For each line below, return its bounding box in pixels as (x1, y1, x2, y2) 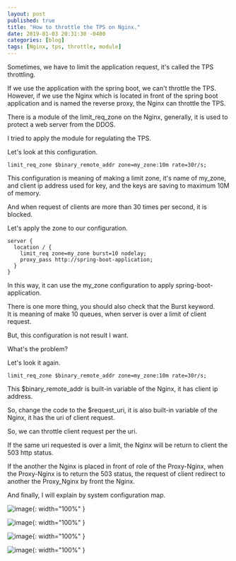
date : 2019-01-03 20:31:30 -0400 (7, 30, 106, 38)
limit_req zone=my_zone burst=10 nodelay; (20, 250, 147, 257)
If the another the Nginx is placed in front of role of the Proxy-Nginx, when (7, 462, 224, 470)
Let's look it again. (7, 358, 61, 367)
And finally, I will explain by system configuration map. (7, 491, 166, 499)
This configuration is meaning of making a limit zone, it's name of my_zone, (7, 174, 227, 182)
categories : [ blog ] (7, 37, 65, 44)
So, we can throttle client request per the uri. (7, 427, 138, 436)
